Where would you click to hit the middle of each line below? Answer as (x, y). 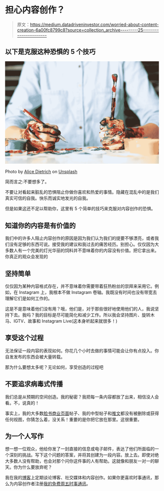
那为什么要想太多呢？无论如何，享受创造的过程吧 (54, 367)
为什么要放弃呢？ (35, 467)
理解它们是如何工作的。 (29, 298)
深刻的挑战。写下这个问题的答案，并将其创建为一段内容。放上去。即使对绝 (84, 455)
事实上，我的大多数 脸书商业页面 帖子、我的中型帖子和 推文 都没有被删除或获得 (82, 413)
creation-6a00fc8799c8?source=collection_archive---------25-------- (88, 30)
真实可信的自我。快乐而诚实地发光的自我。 (48, 198)
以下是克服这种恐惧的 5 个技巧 (51, 52)
